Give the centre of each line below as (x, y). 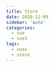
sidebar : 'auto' (26, 22)
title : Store (22, 11)
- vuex (19, 50)
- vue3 (19, 38)
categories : (21, 28)
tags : (13, 44)
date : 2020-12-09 (27, 17)
